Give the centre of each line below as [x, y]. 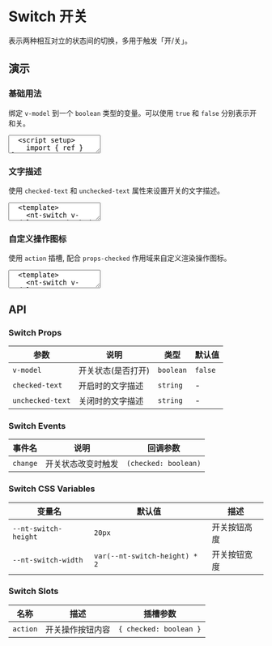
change [25, 464]
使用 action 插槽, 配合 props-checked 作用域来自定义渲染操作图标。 [120, 258]
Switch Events [37, 426]
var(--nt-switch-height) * [146, 556]
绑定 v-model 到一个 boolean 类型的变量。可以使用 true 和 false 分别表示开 [133, 113]
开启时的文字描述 [111, 386]
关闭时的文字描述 [111, 400]
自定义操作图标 [38, 238]
